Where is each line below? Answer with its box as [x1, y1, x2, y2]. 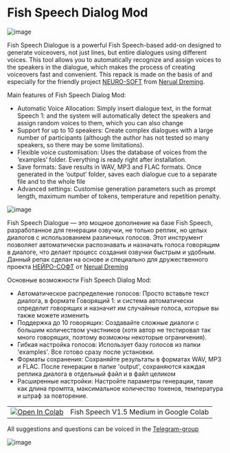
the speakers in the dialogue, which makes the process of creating [7, 63, 196, 71]
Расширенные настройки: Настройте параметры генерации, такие [16, 377, 214, 385]
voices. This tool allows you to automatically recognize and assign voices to [7, 55, 222, 63]
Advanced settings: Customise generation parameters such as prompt [16, 185, 216, 193]
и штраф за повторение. [16, 391, 88, 400]
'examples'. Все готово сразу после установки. [16, 348, 154, 356]
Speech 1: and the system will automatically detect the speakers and [16, 112, 211, 120]
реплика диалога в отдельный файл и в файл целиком [16, 370, 176, 378]
